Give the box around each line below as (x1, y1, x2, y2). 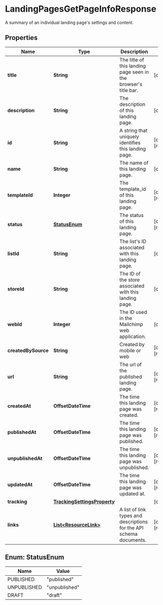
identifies (119, 139, 141, 146)
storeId (7, 285, 24, 292)
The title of (119, 56, 145, 63)
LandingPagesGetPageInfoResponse (5, 3, 157, 15)
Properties (5, 34, 38, 42)
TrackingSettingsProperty (53, 498, 115, 505)
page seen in (119, 68, 149, 75)
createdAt (7, 402, 32, 409)
